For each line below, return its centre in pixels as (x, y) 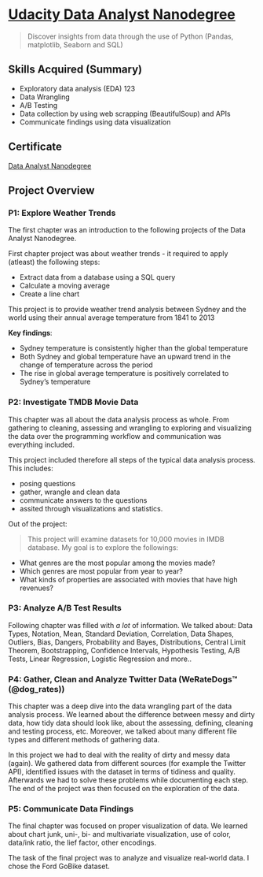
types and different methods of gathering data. (84, 740)
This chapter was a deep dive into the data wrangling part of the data (120, 706)
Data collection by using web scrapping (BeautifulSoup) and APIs (125, 113)
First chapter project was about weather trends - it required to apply (118, 254)
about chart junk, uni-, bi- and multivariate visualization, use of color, (120, 834)
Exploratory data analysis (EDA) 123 (77, 88)
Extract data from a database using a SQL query (97, 277)
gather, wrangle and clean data (69, 492)
